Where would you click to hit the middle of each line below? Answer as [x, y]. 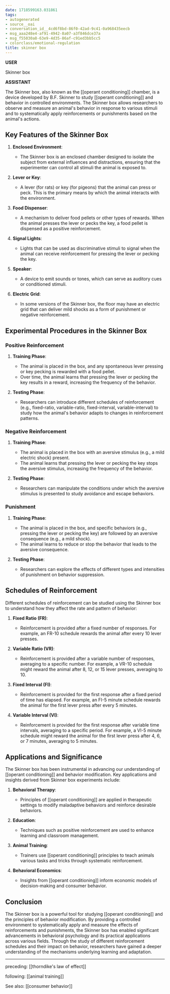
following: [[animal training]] [35, 976]
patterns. [30, 418]
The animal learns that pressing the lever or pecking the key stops [89, 463]
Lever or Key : [27, 177]
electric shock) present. [45, 458]
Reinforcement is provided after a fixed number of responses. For [88, 628]
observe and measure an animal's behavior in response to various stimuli [81, 108]
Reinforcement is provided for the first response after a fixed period [91, 694]
